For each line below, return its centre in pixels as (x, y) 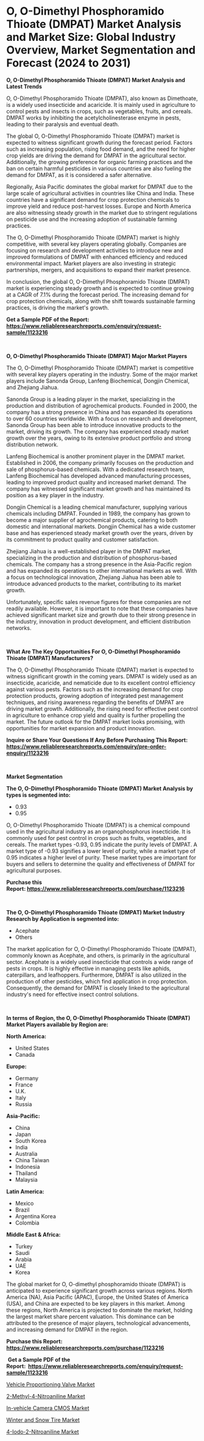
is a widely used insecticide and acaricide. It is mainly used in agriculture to (101, 104)
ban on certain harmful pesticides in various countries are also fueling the (99, 168)
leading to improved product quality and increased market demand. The (97, 482)
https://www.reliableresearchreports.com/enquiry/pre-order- (86, 746)
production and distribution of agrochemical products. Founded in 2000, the (102, 405)
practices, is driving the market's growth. (58, 307)
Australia (26, 1154)
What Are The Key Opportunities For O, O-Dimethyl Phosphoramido (93, 652)
